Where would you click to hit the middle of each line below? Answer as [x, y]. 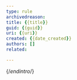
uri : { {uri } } [22, 33]
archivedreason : [26, 17]
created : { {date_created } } [39, 39]
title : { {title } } [27, 22]
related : [17, 50]
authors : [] [20, 44]
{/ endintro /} [20, 71]
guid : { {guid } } [24, 28]
